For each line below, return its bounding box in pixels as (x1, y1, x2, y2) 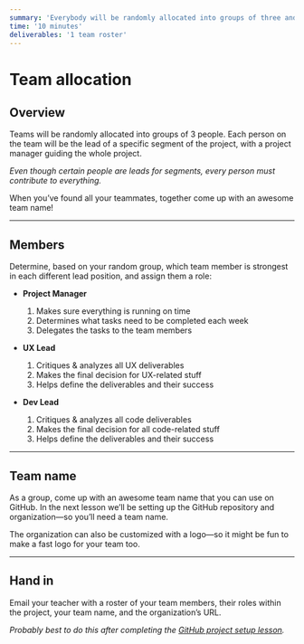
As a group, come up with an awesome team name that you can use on (9, 492, 274, 503)
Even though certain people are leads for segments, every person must (9, 166, 276, 176)
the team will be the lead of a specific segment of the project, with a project (9, 138, 291, 149)
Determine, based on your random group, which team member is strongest (9, 261, 289, 272)
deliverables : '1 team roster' (9, 30, 128, 39)
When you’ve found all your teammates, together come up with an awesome (9, 193, 294, 204)
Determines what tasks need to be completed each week (35, 316, 249, 327)
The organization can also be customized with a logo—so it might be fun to (9, 529, 290, 539)
